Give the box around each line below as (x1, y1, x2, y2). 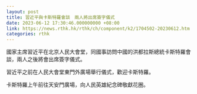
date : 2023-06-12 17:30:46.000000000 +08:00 (6, 20, 120, 26)
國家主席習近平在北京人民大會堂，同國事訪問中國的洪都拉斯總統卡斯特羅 (6, 48, 186, 56)
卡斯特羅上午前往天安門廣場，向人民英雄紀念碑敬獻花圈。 (6, 81, 149, 89)
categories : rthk (6, 31, 50, 37)
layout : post (6, 8, 39, 15)
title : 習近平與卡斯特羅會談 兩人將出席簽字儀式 (6, 14, 115, 20)
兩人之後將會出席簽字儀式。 (16, 56, 86, 63)
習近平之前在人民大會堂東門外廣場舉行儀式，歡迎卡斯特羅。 (6, 68, 154, 75)
